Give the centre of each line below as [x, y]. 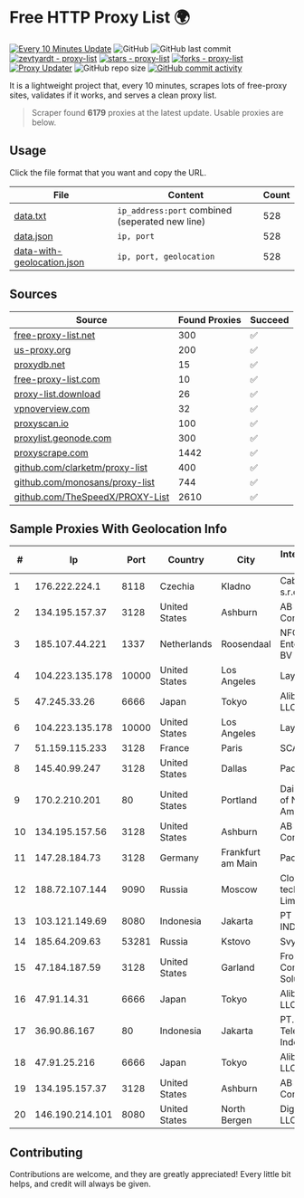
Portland [239, 800]
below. [44, 122]
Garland [238, 967]
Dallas [234, 768]
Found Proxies [209, 319]
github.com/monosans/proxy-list [85, 482]
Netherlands [186, 644]
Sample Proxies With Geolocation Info [119, 529]
